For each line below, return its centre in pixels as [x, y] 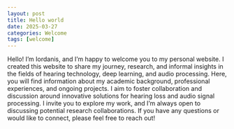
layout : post [26, 14]
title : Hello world [36, 20]
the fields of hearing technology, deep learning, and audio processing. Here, [117, 74]
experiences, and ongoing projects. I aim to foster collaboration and [105, 89]
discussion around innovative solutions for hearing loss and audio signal [111, 96]
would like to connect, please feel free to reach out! [81, 118]
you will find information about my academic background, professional [109, 81]
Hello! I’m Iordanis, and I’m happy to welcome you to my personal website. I [116, 59]
